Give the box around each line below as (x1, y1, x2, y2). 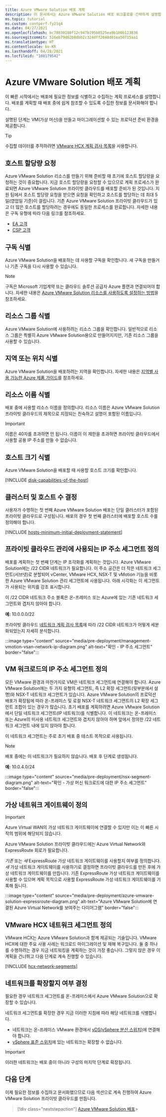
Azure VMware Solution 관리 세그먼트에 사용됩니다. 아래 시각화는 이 (10, 577, 143, 583)
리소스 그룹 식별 (5, 312, 50, 320)
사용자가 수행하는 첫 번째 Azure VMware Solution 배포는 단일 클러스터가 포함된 (5, 507, 159, 513)
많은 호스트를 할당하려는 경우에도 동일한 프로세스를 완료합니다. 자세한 (15, 204, 149, 210)
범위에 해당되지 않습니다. (14, 831, 62, 837)
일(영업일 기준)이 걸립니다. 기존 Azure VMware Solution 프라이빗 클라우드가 (5, 198, 153, 204)
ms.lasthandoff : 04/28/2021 (5, 49, 63, 54)
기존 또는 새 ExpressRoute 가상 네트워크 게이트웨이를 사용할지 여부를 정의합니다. (5, 858, 161, 864)
